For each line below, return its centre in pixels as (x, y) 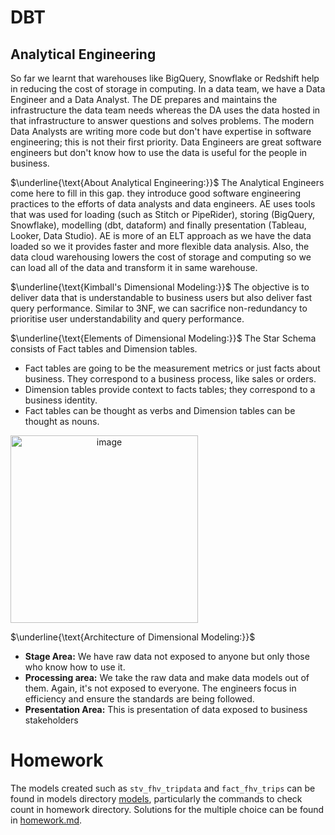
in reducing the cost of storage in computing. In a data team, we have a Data (168, 89)
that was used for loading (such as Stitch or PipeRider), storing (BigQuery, (163, 214)
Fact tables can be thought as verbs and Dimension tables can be (160, 410)
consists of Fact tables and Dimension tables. (104, 349)
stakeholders (51, 720)
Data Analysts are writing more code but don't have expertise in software (161, 131)
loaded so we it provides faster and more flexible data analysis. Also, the (160, 246)
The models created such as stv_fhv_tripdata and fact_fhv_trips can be (163, 788)
